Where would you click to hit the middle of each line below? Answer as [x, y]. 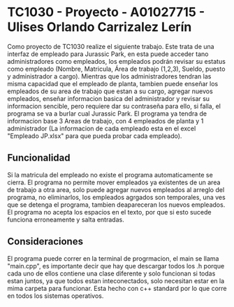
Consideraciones [45, 241]
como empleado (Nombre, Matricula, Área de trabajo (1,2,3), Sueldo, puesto [116, 69]
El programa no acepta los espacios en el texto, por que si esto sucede [109, 212]
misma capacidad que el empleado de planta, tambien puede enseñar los [113, 83]
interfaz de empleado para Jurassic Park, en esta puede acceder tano [108, 54]
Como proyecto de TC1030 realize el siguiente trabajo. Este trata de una [111, 46]
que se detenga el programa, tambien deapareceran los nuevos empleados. [116, 205]
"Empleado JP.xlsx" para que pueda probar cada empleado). [95, 136]
